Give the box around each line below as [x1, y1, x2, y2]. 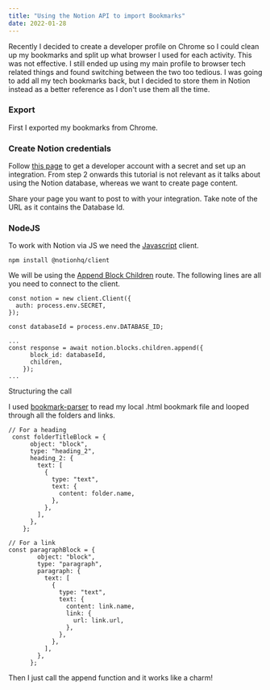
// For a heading [8, 426, 67, 434]
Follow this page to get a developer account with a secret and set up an [8, 161, 246, 171]
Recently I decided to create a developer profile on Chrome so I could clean [8, 41, 260, 51]
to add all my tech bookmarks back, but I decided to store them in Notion [8, 76, 251, 85]
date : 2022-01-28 [8, 19, 67, 27]
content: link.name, [65, 602, 135, 611]
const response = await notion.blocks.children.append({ [8, 344, 204, 352]
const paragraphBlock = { [8, 546, 95, 555]
